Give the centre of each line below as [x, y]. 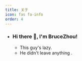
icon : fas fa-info [24, 14]
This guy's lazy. [36, 47]
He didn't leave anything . [46, 52]
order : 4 [14, 19]
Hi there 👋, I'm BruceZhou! [45, 36]
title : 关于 [17, 10]
